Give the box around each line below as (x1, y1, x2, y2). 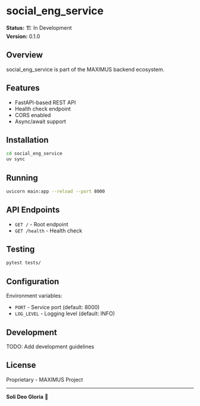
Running (6, 172, 39, 182)
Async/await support (14, 118, 67, 125)
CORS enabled (14, 111, 51, 118)
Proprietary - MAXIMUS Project (6, 376, 83, 383)
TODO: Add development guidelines (6, 343, 95, 350)
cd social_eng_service (6, 150, 62, 157)
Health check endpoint (14, 105, 71, 112)
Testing (6, 244, 35, 254)
